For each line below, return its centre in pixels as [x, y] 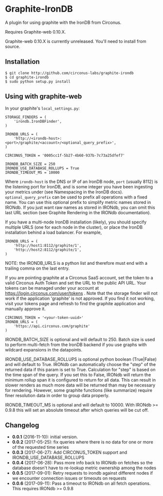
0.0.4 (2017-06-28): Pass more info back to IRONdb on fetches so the [82, 463]
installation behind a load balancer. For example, [54, 232]
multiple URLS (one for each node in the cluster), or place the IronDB [74, 227]
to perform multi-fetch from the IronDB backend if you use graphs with [76, 345]
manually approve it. [26, 309]
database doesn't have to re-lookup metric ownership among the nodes [84, 468]
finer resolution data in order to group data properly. [57, 395]
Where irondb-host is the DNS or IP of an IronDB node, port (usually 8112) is [81, 182]
